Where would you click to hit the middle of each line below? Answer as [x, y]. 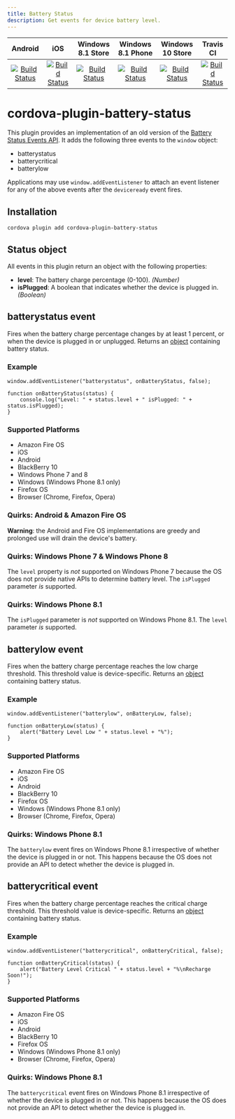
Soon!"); [20, 976]
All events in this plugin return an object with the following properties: [107, 267]
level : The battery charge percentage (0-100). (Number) [98, 280]
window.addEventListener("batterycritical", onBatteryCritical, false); [115, 951]
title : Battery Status [40, 14]
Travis [213, 44]
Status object [37, 249]
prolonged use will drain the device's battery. [72, 538]
